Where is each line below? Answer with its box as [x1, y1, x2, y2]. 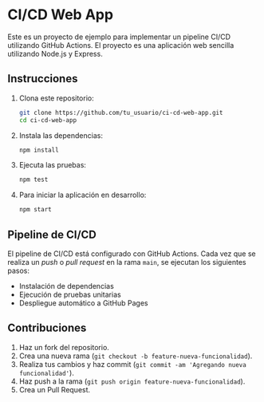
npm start [18, 206, 53, 214]
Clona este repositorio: [18, 93, 94, 103]
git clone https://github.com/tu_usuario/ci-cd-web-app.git [18, 108, 223, 116]
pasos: [7, 266, 30, 275]
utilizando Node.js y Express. [7, 49, 103, 58]
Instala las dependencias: [18, 130, 103, 140]
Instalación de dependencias [18, 281, 115, 290]
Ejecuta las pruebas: [18, 160, 87, 170]
